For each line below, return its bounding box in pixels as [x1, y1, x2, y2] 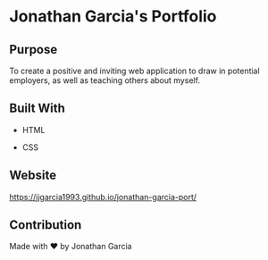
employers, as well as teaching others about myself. [9, 75, 201, 86]
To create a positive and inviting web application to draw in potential [9, 65, 261, 76]
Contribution [9, 217, 82, 233]
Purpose [9, 42, 58, 57]
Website [9, 168, 56, 183]
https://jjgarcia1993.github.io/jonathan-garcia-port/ [9, 191, 197, 202]
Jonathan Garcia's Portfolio [9, 6, 217, 27]
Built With [9, 101, 65, 116]
